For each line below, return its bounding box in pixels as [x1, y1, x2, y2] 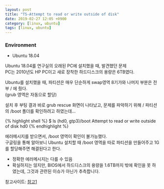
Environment [5, 42, 37, 49]
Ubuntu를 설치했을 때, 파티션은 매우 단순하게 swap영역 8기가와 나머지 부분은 [5, 80, 152, 85]
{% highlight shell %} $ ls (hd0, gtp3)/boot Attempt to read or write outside [5, 118, 156, 124]
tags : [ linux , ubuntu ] [5, 26, 51, 30]
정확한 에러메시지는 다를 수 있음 [12, 156, 72, 162]
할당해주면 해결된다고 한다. [10, 146, 62, 152]
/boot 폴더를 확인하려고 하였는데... [10, 108, 76, 114]
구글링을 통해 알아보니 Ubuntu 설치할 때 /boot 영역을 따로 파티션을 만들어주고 [5, 139, 153, 145]
